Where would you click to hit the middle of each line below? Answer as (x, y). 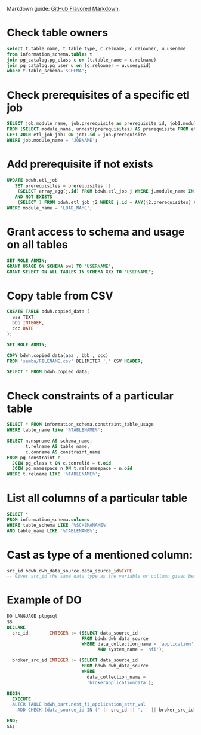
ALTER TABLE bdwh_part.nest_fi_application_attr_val (79, 704)
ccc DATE (23, 328)
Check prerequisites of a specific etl (98, 95)
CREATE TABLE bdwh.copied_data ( (48, 312)
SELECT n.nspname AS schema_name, (50, 441)
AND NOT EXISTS (33, 197)
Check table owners (58, 33)
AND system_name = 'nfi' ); (131, 649)
